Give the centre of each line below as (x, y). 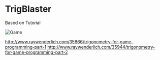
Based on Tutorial (23, 23)
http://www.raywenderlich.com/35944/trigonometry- (101, 47)
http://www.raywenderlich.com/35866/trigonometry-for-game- (69, 42)
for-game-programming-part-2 (36, 52)
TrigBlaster (28, 9)
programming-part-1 (26, 47)
